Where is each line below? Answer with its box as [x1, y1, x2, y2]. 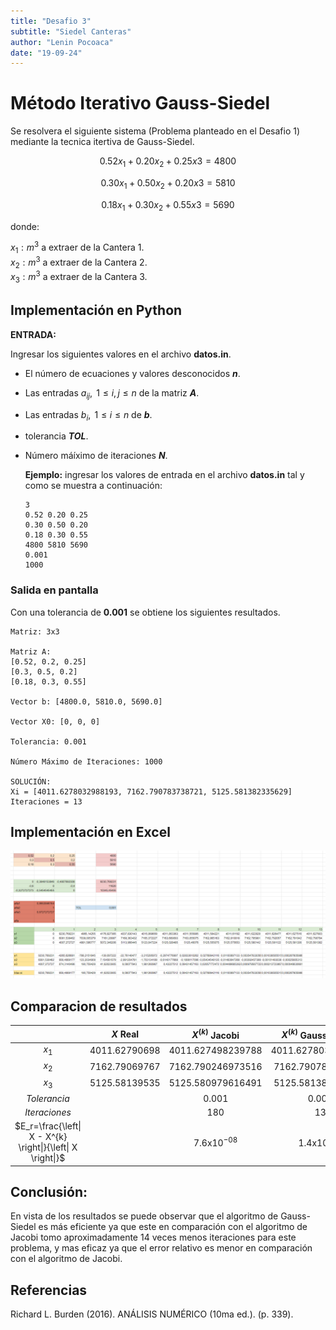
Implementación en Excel [10, 824, 171, 841]
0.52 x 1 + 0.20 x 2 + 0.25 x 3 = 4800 [99, 155, 237, 169]
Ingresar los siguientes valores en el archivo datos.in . [10, 348, 232, 360]
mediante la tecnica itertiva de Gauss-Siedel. [10, 136, 195, 148]
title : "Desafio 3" [10, 16, 92, 26]
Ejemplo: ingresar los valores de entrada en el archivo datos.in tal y [24, 469, 305, 481]
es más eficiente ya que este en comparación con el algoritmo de [38, 1221, 308, 1233]
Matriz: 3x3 [10, 626, 60, 637]
